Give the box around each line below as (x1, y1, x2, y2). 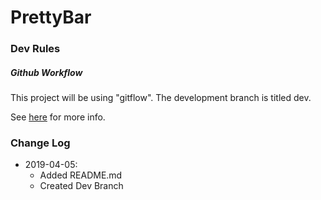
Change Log (10, 136, 71, 150)
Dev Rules (10, 42, 61, 56)
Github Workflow (10, 66, 83, 78)
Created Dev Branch (39, 180, 124, 192)
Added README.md (39, 169, 123, 181)
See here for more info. (10, 111, 106, 123)
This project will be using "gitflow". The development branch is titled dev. (10, 92, 312, 104)
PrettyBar (10, 6, 92, 29)
